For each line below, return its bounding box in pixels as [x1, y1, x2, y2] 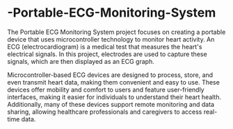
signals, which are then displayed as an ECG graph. [7, 57, 154, 65]
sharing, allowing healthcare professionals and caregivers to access [7, 108, 202, 116]
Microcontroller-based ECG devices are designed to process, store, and [7, 71, 214, 79]
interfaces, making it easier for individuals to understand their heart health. [7, 92, 222, 101]
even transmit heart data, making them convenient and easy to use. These [7, 78, 220, 86]
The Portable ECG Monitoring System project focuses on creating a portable [7, 28, 226, 36]
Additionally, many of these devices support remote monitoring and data [7, 100, 214, 108]
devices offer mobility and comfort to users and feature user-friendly [7, 85, 204, 94]
